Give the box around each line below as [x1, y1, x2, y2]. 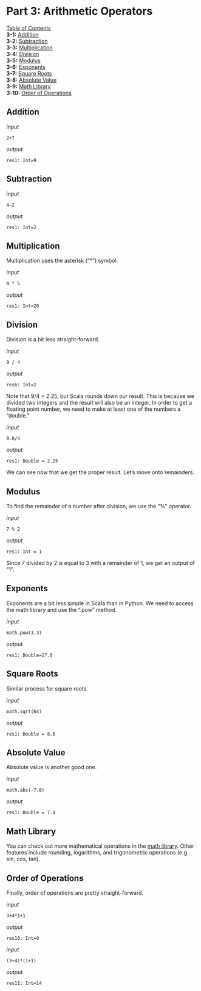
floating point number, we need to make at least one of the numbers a [6, 405, 181, 413]
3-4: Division [6, 50, 39, 57]
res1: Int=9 [6, 157, 36, 163]
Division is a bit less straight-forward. [6, 336, 100, 343]
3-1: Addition [6, 30, 39, 38]
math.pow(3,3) [6, 630, 43, 636]
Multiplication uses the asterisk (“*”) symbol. [6, 257, 118, 265]
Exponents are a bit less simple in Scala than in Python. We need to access [6, 599, 194, 607]
